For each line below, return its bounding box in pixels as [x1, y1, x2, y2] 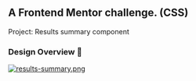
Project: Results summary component [8, 26, 129, 36]
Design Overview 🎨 [8, 46, 82, 57]
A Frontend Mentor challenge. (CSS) [8, 6, 189, 19]
